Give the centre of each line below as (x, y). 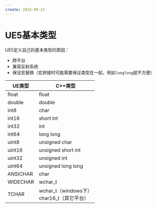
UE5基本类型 (31, 35)
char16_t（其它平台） (64, 198)
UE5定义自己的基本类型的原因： (37, 50)
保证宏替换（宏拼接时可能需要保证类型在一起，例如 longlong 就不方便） (83, 72)
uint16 (15, 150)
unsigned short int (60, 150)
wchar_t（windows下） (66, 190)
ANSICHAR (20, 174)
